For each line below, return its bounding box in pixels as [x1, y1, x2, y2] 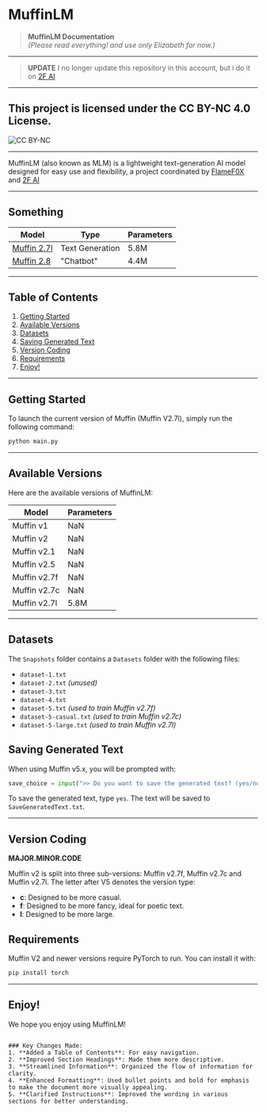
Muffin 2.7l [12, 242, 53, 253]
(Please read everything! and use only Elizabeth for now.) [27, 40, 215, 49]
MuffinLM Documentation [27, 32, 115, 41]
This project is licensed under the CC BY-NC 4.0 [8, 102, 251, 116]
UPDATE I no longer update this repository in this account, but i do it [27, 63, 251, 72]
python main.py [8, 438, 59, 446]
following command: [8, 422, 75, 432]
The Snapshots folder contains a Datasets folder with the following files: [8, 654, 240, 663]
